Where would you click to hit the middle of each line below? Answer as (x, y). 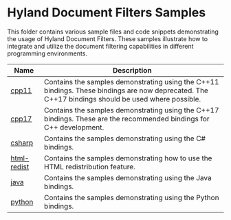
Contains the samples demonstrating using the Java (128, 178)
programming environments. (47, 53)
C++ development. (74, 127)
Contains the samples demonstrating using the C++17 (131, 110)
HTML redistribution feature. (90, 167)
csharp (22, 143)
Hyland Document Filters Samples (107, 13)
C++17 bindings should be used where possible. (122, 99)
